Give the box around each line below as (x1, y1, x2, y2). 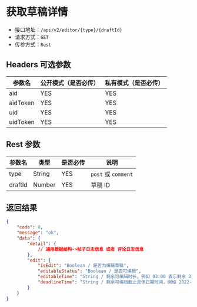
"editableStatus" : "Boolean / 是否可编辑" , (37, 268, 142, 275)
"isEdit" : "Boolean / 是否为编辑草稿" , (37, 263, 129, 269)
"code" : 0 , (16, 224, 44, 230)
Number (33, 181, 56, 189)
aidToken (9, 99, 35, 107)
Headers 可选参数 (6, 60, 71, 70)
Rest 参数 (6, 139, 41, 149)
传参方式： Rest (14, 41, 52, 48)
